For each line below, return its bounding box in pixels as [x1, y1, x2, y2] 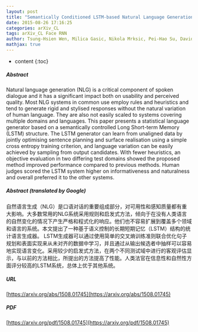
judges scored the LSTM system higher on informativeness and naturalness [6, 167, 190, 175]
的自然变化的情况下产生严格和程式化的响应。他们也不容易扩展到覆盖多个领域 [6, 218, 192, 225]
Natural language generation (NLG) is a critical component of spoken [6, 86, 174, 93]
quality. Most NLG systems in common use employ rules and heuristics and [6, 98, 189, 106]
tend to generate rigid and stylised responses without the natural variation [6, 104, 186, 112]
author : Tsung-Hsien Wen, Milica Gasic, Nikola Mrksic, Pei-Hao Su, [6, 36, 178, 42]
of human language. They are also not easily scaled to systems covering [6, 111, 182, 118]
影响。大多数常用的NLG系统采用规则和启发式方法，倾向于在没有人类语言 [11, 210, 187, 217]
